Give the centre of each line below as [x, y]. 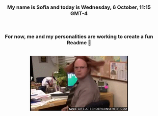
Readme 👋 [79, 43]
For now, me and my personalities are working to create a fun [79, 37]
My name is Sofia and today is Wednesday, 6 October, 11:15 [79, 7]
